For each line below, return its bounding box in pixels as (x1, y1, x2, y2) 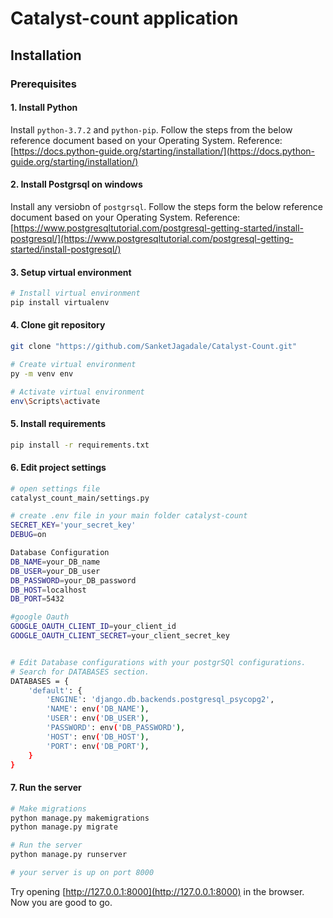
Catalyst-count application (10, 7, 239, 30)
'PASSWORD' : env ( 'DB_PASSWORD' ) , (46, 723, 186, 733)
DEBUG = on (10, 530, 47, 540)
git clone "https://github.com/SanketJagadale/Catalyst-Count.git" (10, 342, 298, 352)
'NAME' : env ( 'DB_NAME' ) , (46, 704, 150, 714)
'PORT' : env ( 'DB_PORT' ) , (46, 741, 150, 751)
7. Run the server (10, 782, 82, 794)
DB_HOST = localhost (10, 585, 87, 595)
